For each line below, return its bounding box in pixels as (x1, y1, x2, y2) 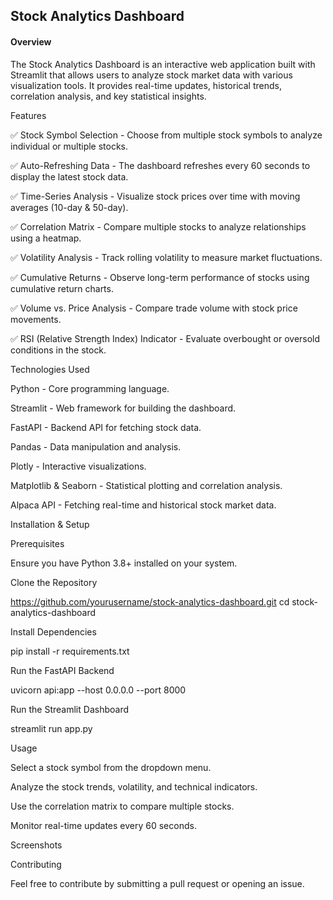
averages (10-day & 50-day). (10, 201, 129, 213)
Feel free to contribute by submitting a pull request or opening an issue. (10, 877, 305, 889)
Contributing (10, 858, 62, 870)
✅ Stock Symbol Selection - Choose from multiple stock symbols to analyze (10, 129, 323, 141)
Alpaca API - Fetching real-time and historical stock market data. (10, 499, 277, 511)
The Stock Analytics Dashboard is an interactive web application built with (10, 58, 316, 70)
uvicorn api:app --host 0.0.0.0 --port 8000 (10, 684, 187, 696)
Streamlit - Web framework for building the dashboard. (10, 402, 237, 414)
